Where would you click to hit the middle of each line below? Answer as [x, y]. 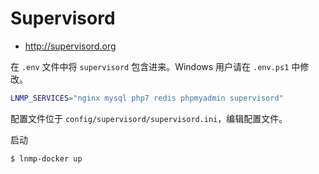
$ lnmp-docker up [46, 158]
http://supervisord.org [70, 46]
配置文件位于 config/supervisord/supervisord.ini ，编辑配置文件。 [149, 118]
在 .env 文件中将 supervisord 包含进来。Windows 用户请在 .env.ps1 [150, 66]
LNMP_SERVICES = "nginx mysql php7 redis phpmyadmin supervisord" [147, 98]
